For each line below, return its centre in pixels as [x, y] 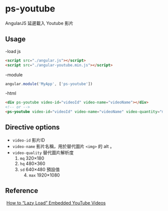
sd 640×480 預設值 [40, 169]
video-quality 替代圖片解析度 [43, 152]
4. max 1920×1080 [42, 175]
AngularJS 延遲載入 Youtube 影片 [39, 23]
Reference [22, 191]
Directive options [32, 127]
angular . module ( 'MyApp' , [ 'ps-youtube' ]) [49, 84]
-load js [13, 51]
